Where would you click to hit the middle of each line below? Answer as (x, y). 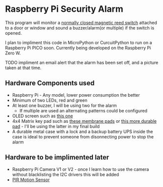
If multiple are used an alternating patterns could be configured (83, 110)
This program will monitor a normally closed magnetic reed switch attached (81, 23)
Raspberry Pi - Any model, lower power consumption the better (76, 95)
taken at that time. (23, 68)
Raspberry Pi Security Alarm (64, 9)
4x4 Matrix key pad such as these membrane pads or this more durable (84, 121)
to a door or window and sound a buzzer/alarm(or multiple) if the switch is (80, 27)
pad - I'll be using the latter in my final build (56, 126)
